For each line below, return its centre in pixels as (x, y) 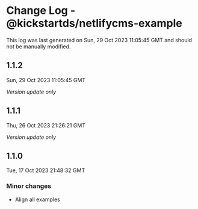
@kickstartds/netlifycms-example (94, 23)
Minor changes (29, 186)
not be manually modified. (39, 47)
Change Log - (41, 11)
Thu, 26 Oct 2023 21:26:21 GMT (46, 125)
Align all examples (37, 199)
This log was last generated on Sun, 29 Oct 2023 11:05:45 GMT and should (99, 40)
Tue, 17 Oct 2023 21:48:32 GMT (46, 170)
